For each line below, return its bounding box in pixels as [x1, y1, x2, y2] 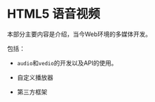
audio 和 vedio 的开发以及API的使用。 [16, 58, 117, 67]
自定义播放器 [16, 73, 53, 82]
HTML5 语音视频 [7, 6, 100, 22]
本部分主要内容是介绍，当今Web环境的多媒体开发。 [7, 30, 152, 38]
